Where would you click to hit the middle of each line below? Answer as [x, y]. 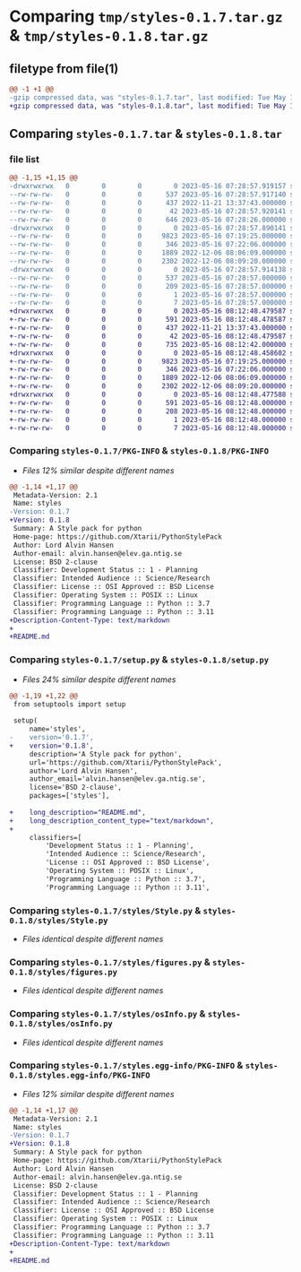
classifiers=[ [56, 837]
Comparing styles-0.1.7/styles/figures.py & [110, 962]
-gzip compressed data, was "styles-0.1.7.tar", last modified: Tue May [148, 97]
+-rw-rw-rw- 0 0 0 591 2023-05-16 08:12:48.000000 [148, 402]
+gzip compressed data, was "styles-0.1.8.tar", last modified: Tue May [148, 106]
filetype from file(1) [64, 69]
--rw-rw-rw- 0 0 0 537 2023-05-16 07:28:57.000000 [148, 278]
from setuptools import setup [69, 704]
